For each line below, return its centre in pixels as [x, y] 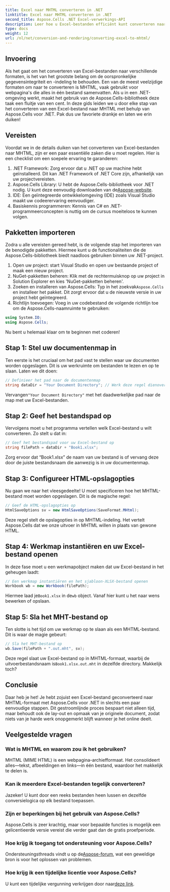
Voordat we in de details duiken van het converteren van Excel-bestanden [82, 147]
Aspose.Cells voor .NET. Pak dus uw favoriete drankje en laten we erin [79, 114]
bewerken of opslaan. [28, 601]
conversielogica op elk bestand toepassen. [50, 800]
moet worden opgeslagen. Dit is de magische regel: [77, 496]
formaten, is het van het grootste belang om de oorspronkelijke [71, 76]
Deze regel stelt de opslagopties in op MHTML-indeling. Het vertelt [75, 519]
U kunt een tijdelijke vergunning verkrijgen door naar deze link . [70, 884]
